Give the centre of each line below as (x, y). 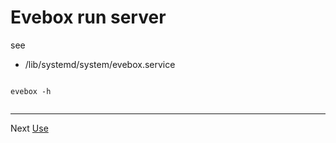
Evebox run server (88, 17)
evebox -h (31, 91)
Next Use (29, 128)
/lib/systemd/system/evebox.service (100, 64)
